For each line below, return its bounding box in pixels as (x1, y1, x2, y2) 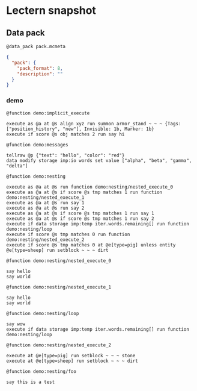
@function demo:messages (6, 142, 68, 148)
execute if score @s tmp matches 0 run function (6, 231, 130, 237)
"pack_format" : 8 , (17, 65, 63, 71)
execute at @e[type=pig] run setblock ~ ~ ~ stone (6, 352, 136, 358)
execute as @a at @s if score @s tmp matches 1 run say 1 (6, 210, 154, 216)
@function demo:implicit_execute (6, 110, 90, 116)
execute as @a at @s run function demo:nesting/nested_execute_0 (6, 184, 173, 190)
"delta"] (6, 163, 28, 169)
